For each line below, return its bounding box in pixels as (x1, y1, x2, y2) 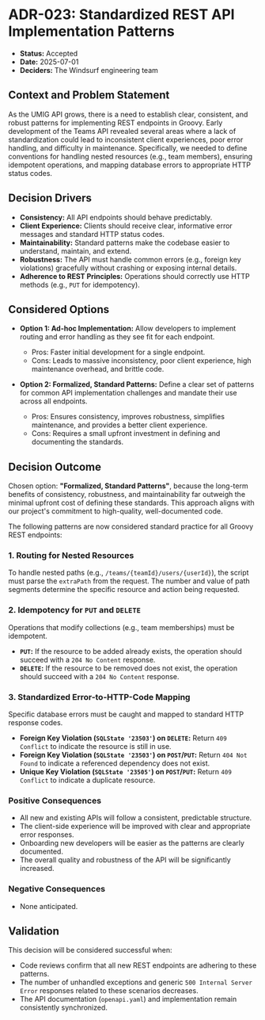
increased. (19, 864, 55, 873)
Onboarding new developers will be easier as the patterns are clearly (19, 839, 245, 848)
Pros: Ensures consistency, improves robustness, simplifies (31, 412, 225, 422)
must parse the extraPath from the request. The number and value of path (8, 576, 251, 586)
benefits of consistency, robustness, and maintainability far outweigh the (8, 490, 246, 499)
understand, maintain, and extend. (19, 246, 132, 255)
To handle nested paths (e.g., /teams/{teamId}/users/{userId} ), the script (8, 568, 249, 578)
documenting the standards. (31, 437, 124, 447)
